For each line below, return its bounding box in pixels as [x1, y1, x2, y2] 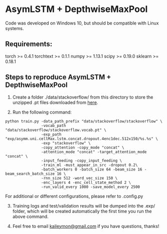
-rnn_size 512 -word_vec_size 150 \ [41, 175, 118, 180]
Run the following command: [12, 109, 72, 115]
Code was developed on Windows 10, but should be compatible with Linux [5, 20, 159, 26]
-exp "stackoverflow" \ [41, 140, 91, 145]
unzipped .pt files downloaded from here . [12, 99, 98, 105]
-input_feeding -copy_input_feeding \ [41, 158, 122, 163]
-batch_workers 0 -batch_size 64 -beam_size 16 [41, 166, 142, 172]
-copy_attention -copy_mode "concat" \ [41, 145, 124, 150]
